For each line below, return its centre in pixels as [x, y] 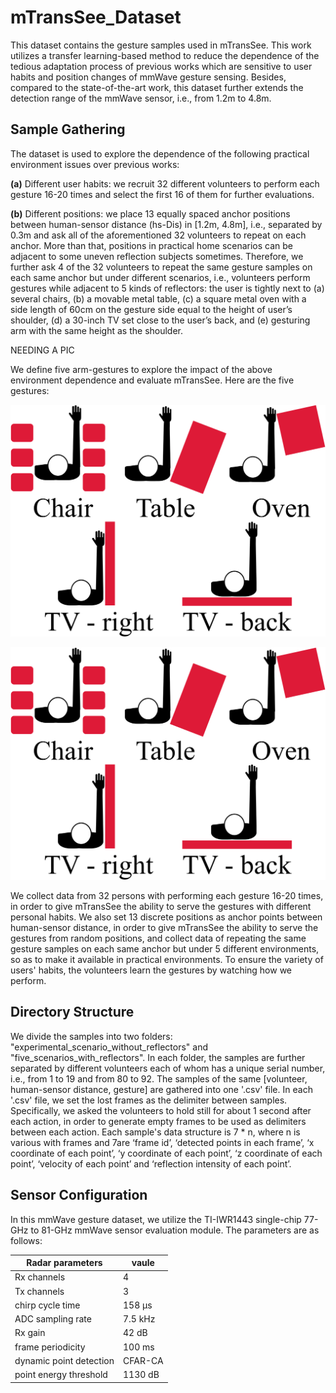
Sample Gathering [68, 129]
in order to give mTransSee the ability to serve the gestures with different [161, 906]
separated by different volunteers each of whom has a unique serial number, [168, 1068]
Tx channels [39, 1291]
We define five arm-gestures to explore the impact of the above [141, 369]
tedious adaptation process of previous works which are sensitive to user [161, 66]
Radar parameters [64, 1263]
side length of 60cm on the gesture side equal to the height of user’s [151, 309]
